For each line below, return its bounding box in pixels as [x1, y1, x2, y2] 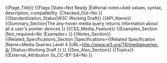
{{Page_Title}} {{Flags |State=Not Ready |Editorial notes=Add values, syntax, [5, 5, 163, 10]
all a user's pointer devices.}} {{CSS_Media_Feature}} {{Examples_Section [5, 26, 158, 32]
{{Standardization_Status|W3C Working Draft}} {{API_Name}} [5, 15, 131, 21]
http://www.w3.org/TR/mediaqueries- [81, 42, 160, 47]
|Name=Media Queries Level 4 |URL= [5, 42, 82, 47]
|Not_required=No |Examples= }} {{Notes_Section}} [5, 31, 111, 37]
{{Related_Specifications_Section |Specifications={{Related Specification [5, 36, 156, 42]
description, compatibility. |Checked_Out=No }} [5, 10, 103, 16]
